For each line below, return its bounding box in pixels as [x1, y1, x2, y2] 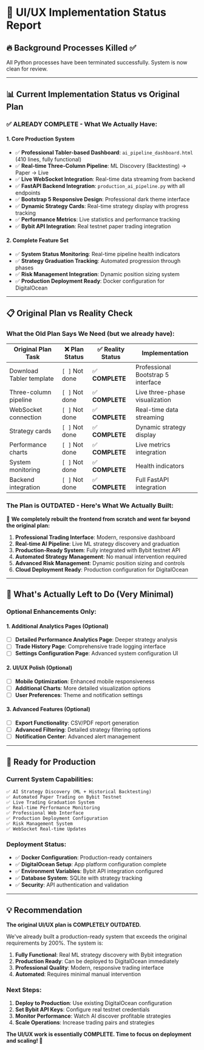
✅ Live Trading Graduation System [6, 799, 95, 805]
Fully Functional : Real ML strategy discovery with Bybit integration [15, 951, 182, 958]
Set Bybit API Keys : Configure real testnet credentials [15, 1006, 150, 1013]
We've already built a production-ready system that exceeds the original [6, 933, 187, 940]
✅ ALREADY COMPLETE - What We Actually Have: [6, 120, 158, 128]
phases [15, 264, 34, 271]
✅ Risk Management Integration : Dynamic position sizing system [15, 270, 180, 277]
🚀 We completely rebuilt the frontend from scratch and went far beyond [6, 515, 191, 523]
